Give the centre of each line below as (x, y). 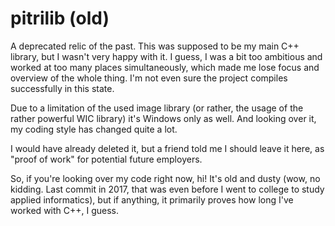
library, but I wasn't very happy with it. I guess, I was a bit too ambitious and (166, 56)
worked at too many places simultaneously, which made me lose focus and (165, 67)
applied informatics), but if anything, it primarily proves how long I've (152, 199)
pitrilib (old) (60, 18)
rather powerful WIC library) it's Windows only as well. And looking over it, (163, 118)
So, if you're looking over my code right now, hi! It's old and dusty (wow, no (165, 178)
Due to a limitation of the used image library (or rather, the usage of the (157, 108)
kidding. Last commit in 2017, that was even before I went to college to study (167, 189)
